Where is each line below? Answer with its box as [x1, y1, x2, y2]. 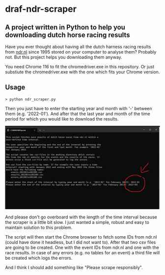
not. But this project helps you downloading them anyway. [5, 54, 123, 60]
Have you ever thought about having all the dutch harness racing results [5, 44, 151, 50]
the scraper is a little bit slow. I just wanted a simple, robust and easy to [5, 219, 150, 225]
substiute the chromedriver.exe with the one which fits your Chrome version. [5, 69, 160, 75]
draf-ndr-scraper [5, 3, 77, 15]
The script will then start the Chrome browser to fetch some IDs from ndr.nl [5, 234, 157, 240]
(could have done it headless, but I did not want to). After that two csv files [5, 239, 156, 245]
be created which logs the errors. [5, 255, 73, 261]
